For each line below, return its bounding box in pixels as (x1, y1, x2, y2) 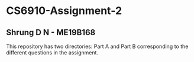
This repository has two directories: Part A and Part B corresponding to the (6, 43, 189, 50)
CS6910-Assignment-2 (6, 4, 122, 18)
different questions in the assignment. (6, 49, 99, 56)
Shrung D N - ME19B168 (6, 27, 96, 37)
